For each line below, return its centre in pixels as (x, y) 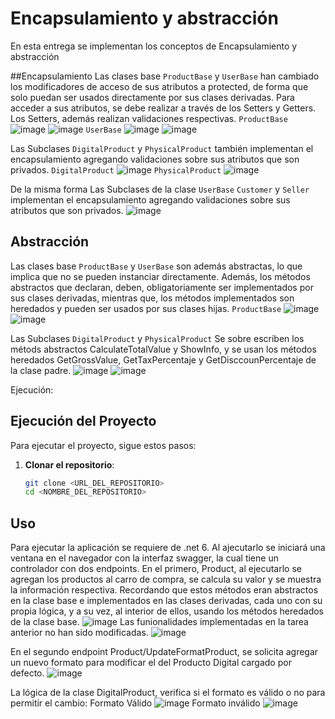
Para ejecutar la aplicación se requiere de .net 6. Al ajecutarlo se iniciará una (168, 548)
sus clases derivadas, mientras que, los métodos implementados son (152, 298)
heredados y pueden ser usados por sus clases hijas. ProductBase (146, 308)
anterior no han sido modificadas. (79, 633)
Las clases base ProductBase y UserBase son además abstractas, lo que (156, 266)
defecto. (27, 673)
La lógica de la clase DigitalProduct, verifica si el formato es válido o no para (168, 693)
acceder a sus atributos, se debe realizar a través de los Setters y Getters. (163, 108)
